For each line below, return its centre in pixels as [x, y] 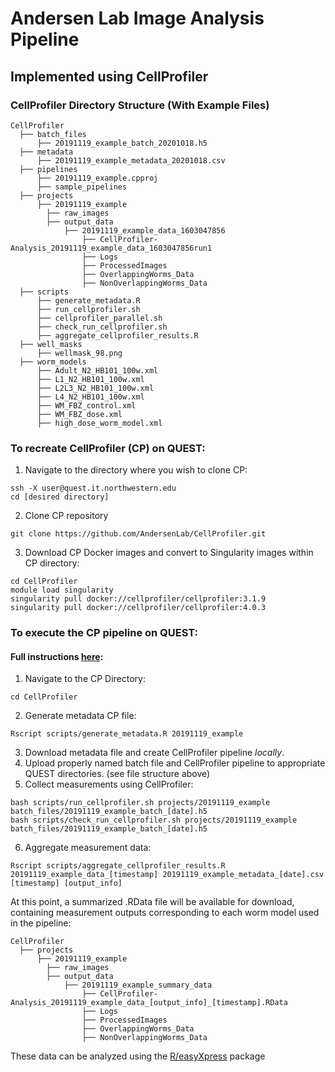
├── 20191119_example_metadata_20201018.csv [131, 160]
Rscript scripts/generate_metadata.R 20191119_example [127, 734]
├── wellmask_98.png [79, 353]
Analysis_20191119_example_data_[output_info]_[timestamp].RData [149, 1003]
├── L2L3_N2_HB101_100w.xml [95, 388]
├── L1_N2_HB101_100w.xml [90, 379]
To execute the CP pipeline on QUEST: [104, 633]
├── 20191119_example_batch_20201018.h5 [122, 143]
